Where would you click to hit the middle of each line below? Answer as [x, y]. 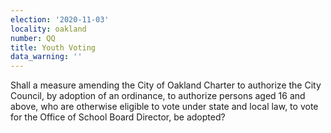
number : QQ [33, 38]
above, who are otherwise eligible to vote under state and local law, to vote [164, 107]
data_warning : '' [46, 57]
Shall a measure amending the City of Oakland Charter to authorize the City [166, 85]
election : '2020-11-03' [60, 19]
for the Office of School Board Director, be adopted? [118, 117]
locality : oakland [48, 29]
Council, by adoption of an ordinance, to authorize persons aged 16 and [158, 96]
